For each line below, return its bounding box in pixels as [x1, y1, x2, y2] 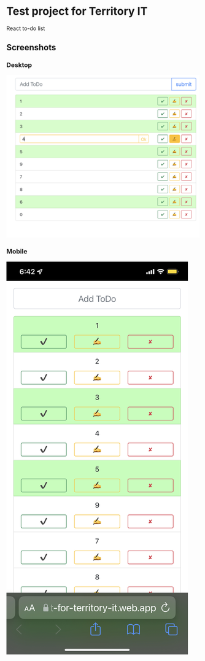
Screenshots [6, 42, 56, 53]
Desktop [6, 61, 33, 69]
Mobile [6, 247, 28, 256]
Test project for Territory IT [6, 4, 148, 18]
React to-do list [6, 25, 45, 32]
